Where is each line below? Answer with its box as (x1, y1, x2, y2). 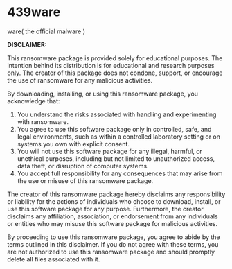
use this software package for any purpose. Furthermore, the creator (7, 205, 204, 213)
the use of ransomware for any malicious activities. (7, 76, 153, 84)
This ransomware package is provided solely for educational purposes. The (7, 53, 223, 62)
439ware (7, 4, 61, 20)
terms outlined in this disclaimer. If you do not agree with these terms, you (7, 240, 219, 248)
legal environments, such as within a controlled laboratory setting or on (17, 132, 220, 141)
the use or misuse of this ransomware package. (17, 176, 154, 184)
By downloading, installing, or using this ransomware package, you (7, 89, 199, 98)
